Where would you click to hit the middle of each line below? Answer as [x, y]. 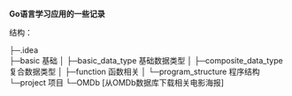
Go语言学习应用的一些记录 [58, 14]
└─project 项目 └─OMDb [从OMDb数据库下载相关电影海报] [116, 82]
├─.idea [23, 50]
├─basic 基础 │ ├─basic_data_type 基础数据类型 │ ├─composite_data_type [146, 60]
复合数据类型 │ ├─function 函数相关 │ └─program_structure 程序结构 [135, 71]
